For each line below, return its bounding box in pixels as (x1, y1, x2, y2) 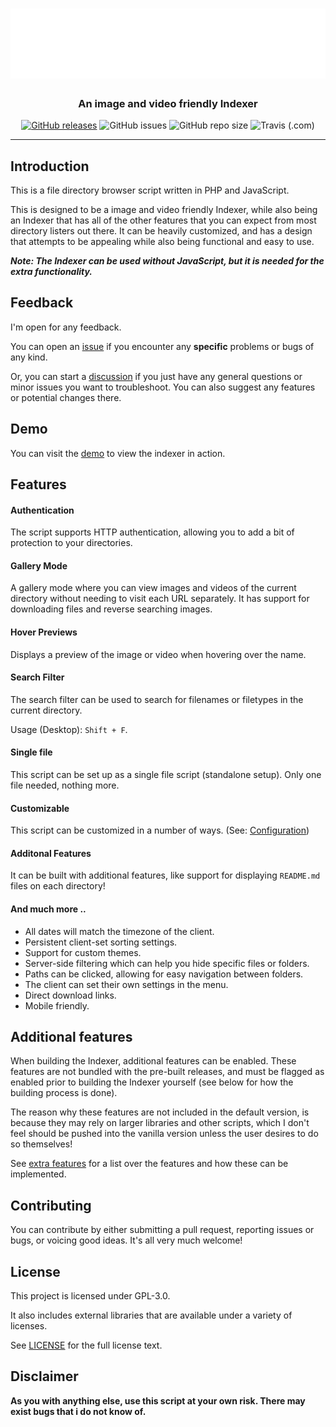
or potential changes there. (10, 391, 122, 403)
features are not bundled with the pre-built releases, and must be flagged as (10, 1066, 325, 1078)
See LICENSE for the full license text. (10, 1339, 163, 1352)
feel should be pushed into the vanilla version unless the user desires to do (10, 1128, 319, 1140)
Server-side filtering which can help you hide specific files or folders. (24, 957, 310, 969)
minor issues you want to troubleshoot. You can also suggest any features (10, 381, 316, 393)
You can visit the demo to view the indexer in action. (10, 447, 226, 459)
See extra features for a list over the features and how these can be (10, 1158, 289, 1170)
